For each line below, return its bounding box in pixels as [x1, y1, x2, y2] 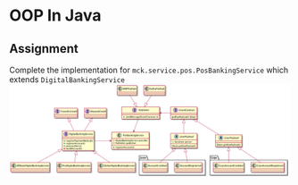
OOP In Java [9, 5, 102, 26]
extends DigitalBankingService [9, 74, 125, 85]
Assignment [9, 41, 79, 56]
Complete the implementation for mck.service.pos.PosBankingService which [9, 64, 289, 75]
